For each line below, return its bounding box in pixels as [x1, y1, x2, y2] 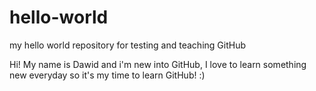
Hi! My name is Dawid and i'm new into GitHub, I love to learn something [9, 58, 307, 70]
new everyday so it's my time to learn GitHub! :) [9, 69, 206, 81]
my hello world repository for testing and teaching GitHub [9, 39, 246, 51]
